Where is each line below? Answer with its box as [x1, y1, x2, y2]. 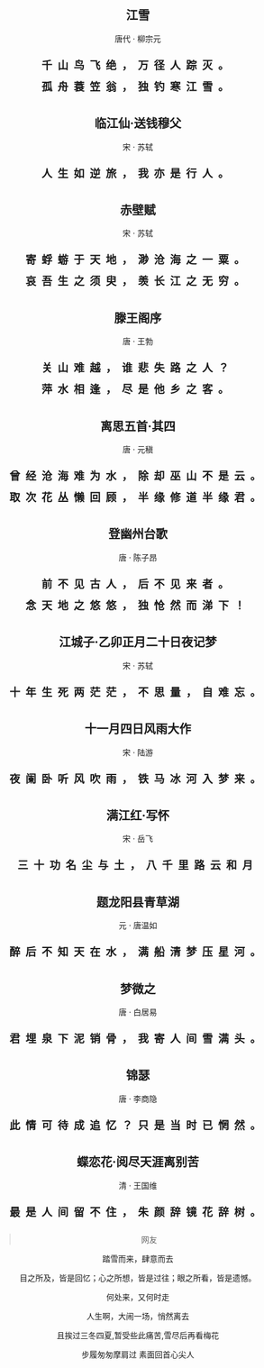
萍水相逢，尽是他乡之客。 [41, 383, 234, 397]
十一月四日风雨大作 [84, 721, 192, 736]
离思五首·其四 [100, 418, 176, 433]
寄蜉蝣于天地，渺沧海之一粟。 [25, 253, 250, 267]
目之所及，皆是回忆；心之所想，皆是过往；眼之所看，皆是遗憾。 [19, 1272, 257, 1283]
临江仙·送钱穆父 [94, 115, 182, 132]
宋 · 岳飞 [123, 834, 153, 844]
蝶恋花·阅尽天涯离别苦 [76, 1154, 200, 1170]
